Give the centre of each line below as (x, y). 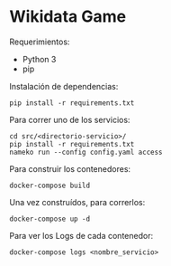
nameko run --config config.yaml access (86, 152)
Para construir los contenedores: (70, 168)
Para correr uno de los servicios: (70, 119)
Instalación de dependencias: (64, 86)
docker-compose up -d (50, 219)
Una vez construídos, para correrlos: (77, 202)
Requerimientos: (40, 42)
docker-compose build (50, 185)
